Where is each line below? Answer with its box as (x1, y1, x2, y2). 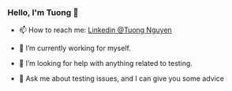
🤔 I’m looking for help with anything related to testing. (18, 59, 193, 68)
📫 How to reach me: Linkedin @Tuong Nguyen (18, 25, 173, 35)
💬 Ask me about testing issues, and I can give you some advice (18, 74, 224, 83)
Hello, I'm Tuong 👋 (7, 7, 79, 18)
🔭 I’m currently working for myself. (18, 43, 131, 53)
